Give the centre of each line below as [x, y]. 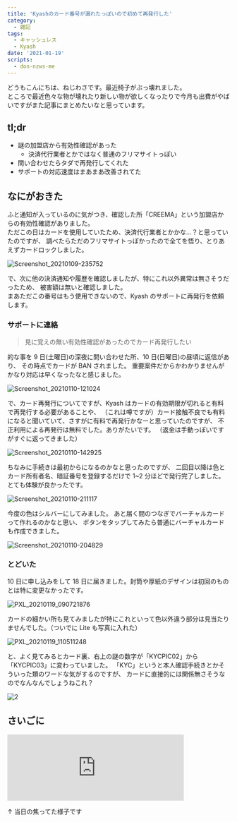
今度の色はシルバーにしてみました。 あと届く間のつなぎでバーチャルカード [116, 513]
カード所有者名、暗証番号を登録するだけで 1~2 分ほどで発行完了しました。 [116, 476]
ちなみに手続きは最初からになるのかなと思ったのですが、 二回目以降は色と [116, 467]
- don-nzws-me [34, 66]
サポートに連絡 [33, 325]
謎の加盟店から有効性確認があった [67, 145]
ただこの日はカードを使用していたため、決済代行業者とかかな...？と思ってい [118, 232]
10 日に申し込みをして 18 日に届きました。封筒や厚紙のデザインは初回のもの [118, 581]
